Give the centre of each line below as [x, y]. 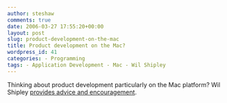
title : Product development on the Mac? [67, 46]
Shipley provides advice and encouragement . [72, 92]
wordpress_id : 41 [32, 53]
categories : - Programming [46, 59]
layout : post [26, 33]
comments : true [29, 20]
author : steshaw [31, 13]
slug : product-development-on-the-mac [63, 39]
